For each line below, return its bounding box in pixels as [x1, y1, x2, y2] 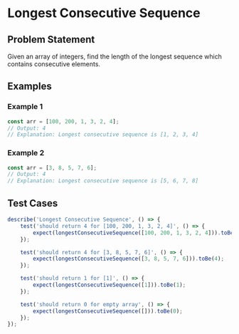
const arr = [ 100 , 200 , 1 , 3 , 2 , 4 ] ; [7, 118, 119, 125]
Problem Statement [7, 33, 95, 46]
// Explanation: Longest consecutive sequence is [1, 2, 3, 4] [7, 131, 199, 138]
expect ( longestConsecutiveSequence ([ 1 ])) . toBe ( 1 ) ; [33, 281, 186, 289]
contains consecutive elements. [7, 60, 101, 68]
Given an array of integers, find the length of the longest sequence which [7, 52, 223, 61]
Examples [7, 80, 52, 93]
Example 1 [7, 102, 43, 112]
